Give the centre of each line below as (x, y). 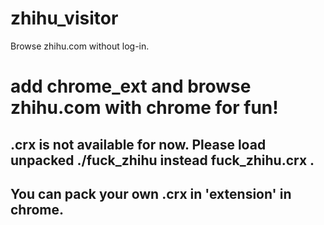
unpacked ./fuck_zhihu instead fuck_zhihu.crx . (162, 160)
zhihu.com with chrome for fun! (144, 108)
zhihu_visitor (64, 18)
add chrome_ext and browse (131, 86)
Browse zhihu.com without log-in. (80, 46)
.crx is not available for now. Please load (138, 144)
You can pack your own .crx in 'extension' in (151, 193)
